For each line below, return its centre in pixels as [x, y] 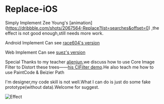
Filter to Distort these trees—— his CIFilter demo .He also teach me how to [80, 67]
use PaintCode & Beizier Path [35, 72]
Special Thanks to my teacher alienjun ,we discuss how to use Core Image [80, 62]
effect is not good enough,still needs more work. [54, 33]
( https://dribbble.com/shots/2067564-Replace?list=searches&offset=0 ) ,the [82, 28]
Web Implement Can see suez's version [45, 52]
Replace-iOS [31, 9]
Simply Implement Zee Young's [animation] [49, 23]
